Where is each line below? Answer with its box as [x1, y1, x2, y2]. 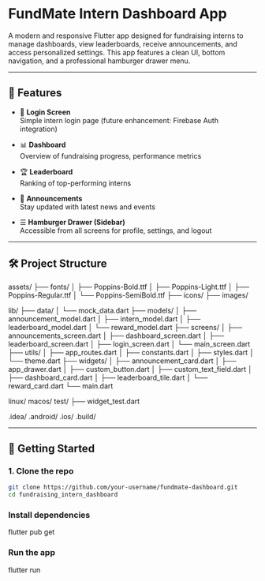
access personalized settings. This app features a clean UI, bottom [8, 47, 226, 57]
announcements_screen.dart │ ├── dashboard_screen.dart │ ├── [8, 331, 225, 340]
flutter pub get [8, 527, 55, 537]
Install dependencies [8, 509, 91, 520]
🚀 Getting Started [8, 441, 95, 455]
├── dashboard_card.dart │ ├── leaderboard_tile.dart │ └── [8, 373, 208, 382]
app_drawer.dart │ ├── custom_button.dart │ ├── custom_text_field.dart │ [8, 364, 252, 373]
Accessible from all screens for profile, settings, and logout [19, 226, 212, 235]
